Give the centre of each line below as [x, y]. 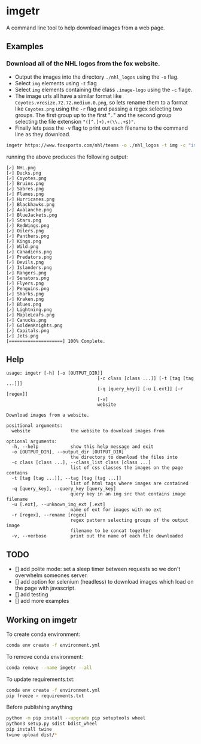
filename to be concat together [111, 531]
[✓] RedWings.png [28, 225]
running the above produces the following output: [67, 157]
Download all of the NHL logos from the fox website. [83, 64]
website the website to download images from [88, 431]
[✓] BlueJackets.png [32, 215]
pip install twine [29, 730]
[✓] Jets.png [22, 336]
